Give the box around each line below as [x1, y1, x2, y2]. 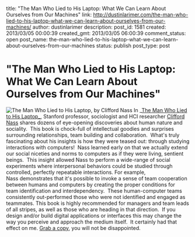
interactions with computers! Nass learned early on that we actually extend [6, 144, 188, 151]
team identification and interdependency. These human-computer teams [6, 187, 182, 194]
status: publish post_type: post [96, 42, 170, 49]
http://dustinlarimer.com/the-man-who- [93, 11, 189, 18]
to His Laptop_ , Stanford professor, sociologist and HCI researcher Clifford [6, 113, 185, 120]
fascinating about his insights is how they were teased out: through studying [6, 137, 190, 145]
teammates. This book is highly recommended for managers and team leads [6, 200, 190, 207]
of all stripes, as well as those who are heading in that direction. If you [6, 205, 176, 212]
